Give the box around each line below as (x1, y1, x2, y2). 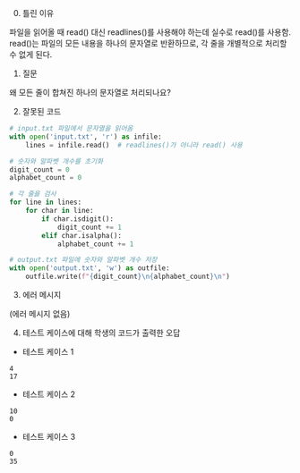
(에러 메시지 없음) (9, 308, 71, 319)
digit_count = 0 (9, 165, 70, 174)
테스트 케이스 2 (21, 389, 76, 400)
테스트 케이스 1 (21, 347, 74, 357)
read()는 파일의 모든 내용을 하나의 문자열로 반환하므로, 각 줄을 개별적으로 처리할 (9, 38, 287, 48)
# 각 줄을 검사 (9, 190, 56, 198)
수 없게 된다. (9, 49, 53, 60)
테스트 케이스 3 (21, 432, 76, 442)
